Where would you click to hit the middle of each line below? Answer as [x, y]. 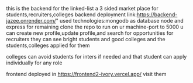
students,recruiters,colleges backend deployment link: [72, 15]
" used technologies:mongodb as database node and [120, 21]
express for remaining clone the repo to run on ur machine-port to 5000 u [95, 27]
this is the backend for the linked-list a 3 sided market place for [82, 8]
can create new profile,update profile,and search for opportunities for [90, 33]
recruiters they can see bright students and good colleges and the [86, 39]
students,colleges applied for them [48, 45]
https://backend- [157, 15]
